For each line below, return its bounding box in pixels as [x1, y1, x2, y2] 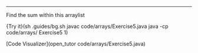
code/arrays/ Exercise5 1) [6, 29, 68, 36]
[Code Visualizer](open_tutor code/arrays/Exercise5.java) [6, 40, 146, 47]
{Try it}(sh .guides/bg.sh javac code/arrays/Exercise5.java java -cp [6, 23, 169, 30]
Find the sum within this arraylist [6, 12, 85, 18]
